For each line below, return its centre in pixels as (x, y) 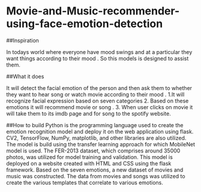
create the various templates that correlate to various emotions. (85, 182)
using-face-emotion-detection (85, 24)
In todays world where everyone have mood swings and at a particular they (99, 52)
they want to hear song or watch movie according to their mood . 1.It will (95, 94)
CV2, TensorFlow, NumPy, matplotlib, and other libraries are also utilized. (96, 138)
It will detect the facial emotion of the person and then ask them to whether (99, 88)
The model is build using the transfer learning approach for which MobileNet (101, 144)
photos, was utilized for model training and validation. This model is (89, 157)
